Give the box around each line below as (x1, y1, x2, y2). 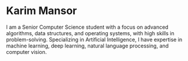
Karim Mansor (6, 4, 77, 18)
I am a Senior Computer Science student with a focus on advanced (6, 23, 169, 30)
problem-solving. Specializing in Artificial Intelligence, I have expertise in (6, 36, 183, 43)
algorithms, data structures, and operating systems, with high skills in (6, 29, 175, 36)
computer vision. (6, 48, 47, 55)
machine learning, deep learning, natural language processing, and (6, 42, 169, 49)
